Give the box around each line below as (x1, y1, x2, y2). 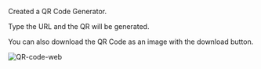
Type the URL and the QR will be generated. (8, 22, 150, 31)
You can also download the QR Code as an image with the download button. (8, 37, 254, 46)
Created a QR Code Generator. (8, 7, 107, 16)
